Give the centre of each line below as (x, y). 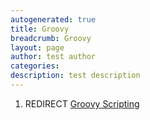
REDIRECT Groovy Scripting (82, 103)
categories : (35, 66)
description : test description (75, 76)
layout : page (37, 47)
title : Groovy (40, 29)
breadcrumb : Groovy (51, 38)
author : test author (53, 57)
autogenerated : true (53, 19)
